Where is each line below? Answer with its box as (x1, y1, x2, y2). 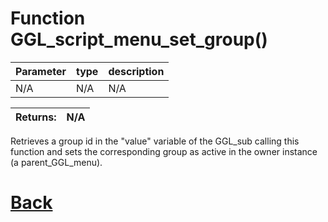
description (108, 64, 165, 78)
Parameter (15, 64, 67, 78)
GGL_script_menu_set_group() (10, 28, 268, 51)
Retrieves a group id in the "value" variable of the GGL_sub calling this (10, 135, 300, 147)
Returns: (15, 110, 57, 124)
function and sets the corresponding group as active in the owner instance (10, 145, 318, 157)
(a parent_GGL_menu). (10, 156, 103, 168)
